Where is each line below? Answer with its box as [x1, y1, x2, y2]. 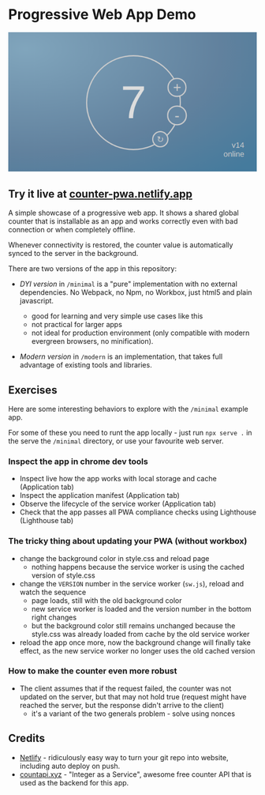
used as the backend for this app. [19, 778, 129, 787]
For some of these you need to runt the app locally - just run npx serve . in [8, 428, 252, 437]
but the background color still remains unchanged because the [31, 620, 236, 630]
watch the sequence [19, 587, 87, 597]
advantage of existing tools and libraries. [19, 360, 152, 370]
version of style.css [31, 571, 96, 580]
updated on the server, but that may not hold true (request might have [19, 691, 247, 701]
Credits [8, 732, 46, 745]
